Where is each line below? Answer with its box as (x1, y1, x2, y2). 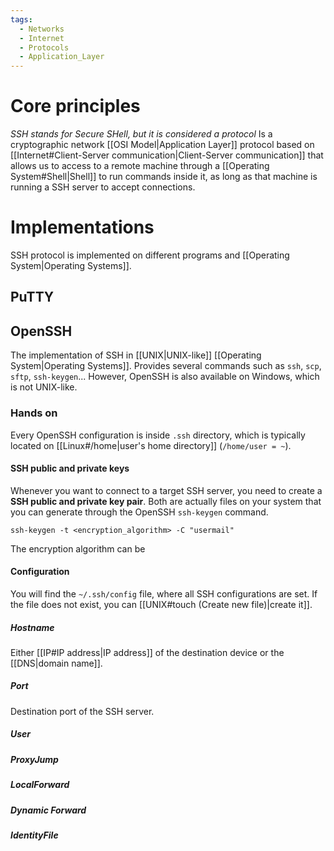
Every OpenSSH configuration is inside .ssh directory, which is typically (10, 429, 306, 441)
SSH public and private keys (10, 462, 130, 475)
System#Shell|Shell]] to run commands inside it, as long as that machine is (10, 171, 318, 183)
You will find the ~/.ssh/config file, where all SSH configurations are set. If (10, 587, 318, 600)
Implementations (10, 216, 155, 239)
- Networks (19, 24, 65, 34)
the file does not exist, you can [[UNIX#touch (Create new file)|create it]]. (10, 598, 313, 610)
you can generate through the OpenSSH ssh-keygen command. (10, 506, 269, 518)
